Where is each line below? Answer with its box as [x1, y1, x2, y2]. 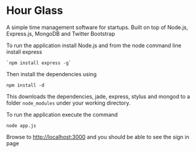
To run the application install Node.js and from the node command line [6, 42, 181, 49]
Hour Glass [6, 4, 64, 18]
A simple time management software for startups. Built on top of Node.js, [6, 24, 189, 31]
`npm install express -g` [6, 60, 71, 66]
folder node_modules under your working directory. [6, 99, 131, 106]
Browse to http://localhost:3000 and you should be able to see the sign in [6, 133, 189, 140]
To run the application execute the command [6, 111, 118, 118]
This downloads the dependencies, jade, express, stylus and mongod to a [6, 93, 191, 100]
